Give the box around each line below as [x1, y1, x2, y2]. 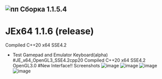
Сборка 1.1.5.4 [20, 5, 67, 14]
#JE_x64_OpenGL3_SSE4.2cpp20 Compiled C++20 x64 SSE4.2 [12, 57, 146, 63]
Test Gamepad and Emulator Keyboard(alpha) [12, 52, 108, 58]
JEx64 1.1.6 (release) [5, 25, 94, 37]
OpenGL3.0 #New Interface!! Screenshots [12, 63, 100, 69]
